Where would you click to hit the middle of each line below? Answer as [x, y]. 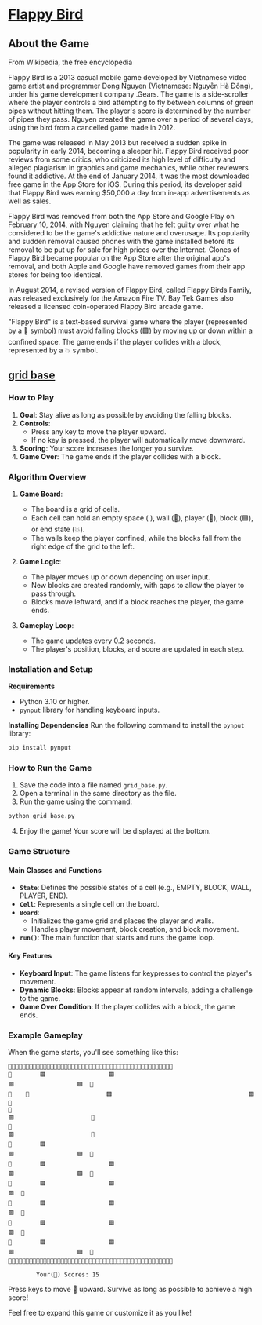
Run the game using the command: [76, 801]
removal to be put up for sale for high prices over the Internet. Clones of [124, 250]
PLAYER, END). [44, 896]
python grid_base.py [42, 816]
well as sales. [30, 201]
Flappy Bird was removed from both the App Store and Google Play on [121, 216]
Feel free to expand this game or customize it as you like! [100, 1312]
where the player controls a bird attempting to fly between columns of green [131, 102]
